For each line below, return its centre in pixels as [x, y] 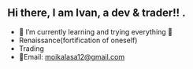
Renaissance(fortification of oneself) [78, 40]
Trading [31, 48]
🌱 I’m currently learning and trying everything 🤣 [96, 31]
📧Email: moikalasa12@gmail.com [72, 56]
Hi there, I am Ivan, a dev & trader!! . [96, 13]
